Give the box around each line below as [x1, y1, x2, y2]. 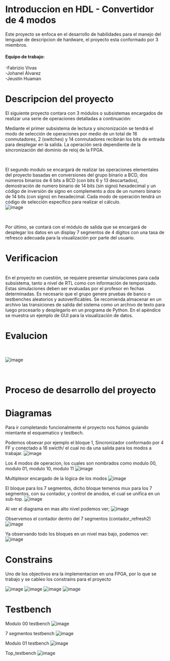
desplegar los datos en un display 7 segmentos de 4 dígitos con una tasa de [5, 229, 165, 235]
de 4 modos [5, 14, 56, 26]
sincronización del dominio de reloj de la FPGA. [5, 147, 104, 153]
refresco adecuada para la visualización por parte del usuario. [5, 235, 135, 241]
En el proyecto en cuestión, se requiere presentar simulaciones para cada [5, 275, 159, 281]
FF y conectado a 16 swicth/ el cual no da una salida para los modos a [5, 445, 152, 451]
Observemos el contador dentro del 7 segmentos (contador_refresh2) [5, 516, 151, 522]
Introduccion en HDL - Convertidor [5, 4, 154, 15]
